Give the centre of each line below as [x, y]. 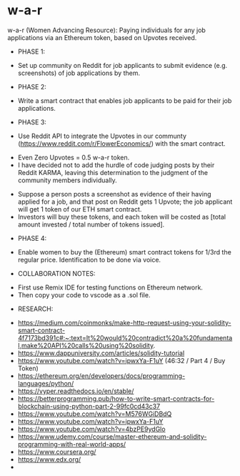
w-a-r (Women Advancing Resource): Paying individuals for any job [106, 30]
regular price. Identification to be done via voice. [89, 259]
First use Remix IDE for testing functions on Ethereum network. [110, 287]
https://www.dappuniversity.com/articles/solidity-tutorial [101, 353]
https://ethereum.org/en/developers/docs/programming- [101, 376]
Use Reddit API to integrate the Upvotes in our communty [102, 136]
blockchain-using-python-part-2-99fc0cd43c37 [89, 406]
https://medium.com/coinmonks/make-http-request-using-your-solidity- [124, 322]
